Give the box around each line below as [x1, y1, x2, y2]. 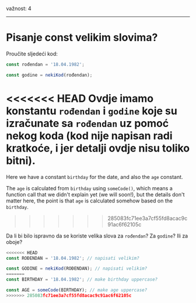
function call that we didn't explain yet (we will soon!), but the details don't [6, 191, 185, 198]
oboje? [6, 238, 23, 245]
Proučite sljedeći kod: [6, 50, 58, 57]
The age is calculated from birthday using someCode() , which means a [6, 184, 173, 192]
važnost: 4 [6, 5, 32, 12]
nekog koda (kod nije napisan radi [6, 129, 173, 142]
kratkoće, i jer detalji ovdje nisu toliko [6, 142, 190, 154]
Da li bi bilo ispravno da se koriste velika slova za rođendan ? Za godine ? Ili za [6, 232, 188, 239]
